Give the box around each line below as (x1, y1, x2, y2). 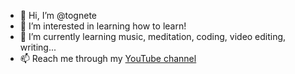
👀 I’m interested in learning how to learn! (19, 20, 187, 32)
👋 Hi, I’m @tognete (19, 10, 97, 21)
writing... (19, 41, 57, 53)
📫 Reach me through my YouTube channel (19, 53, 197, 64)
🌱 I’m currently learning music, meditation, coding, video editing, (19, 31, 287, 42)
